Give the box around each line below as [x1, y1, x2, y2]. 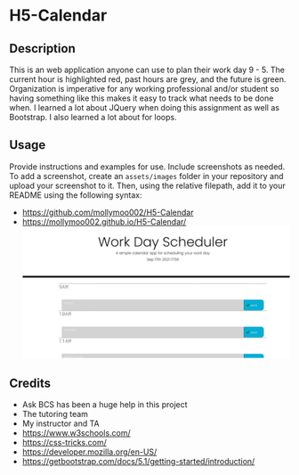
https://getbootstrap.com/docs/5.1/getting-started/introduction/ [21, 455, 255, 466]
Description [9, 41, 76, 56]
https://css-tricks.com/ [21, 437, 107, 447]
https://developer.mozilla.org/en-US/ [21, 446, 158, 457]
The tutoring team [21, 408, 89, 419]
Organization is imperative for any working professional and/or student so [9, 84, 279, 94]
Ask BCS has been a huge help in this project [21, 398, 189, 410]
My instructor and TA [21, 418, 100, 429]
